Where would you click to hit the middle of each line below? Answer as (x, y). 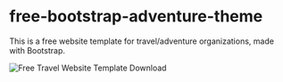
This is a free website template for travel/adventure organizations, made (142, 41)
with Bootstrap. (37, 50)
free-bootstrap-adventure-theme (136, 16)
